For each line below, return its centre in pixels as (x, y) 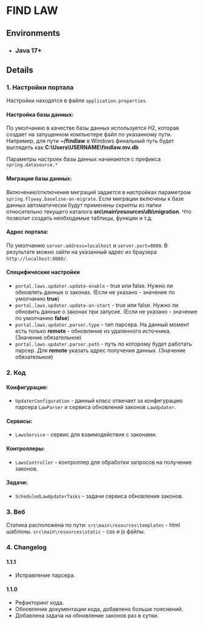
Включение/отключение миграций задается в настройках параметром (98, 192)
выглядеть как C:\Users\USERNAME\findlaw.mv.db (72, 147)
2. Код (16, 372)
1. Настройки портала (40, 87)
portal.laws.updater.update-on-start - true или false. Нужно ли (97, 305)
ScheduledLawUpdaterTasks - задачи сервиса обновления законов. (99, 496)
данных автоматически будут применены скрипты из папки (84, 205)
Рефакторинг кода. (39, 602)
